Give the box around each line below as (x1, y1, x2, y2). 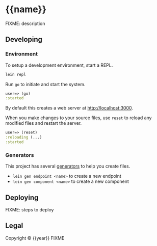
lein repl (5, 72, 27, 77)
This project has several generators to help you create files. (5, 163, 130, 169)
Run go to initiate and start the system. (5, 81, 86, 87)
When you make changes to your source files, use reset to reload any (5, 115, 152, 121)
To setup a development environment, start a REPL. (5, 62, 113, 68)
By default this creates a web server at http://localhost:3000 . (5, 105, 134, 111)
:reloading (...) (5, 135, 42, 140)
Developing (5, 35, 42, 44)
